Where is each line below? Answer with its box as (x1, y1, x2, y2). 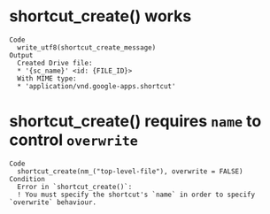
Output (9, 50, 34, 59)
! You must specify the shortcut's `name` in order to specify (17, 190, 255, 199)
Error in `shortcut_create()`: (17, 182, 133, 191)
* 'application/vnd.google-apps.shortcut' (17, 81, 176, 90)
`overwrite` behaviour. (9, 197, 97, 207)
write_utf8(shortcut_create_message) (17, 42, 157, 52)
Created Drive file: (17, 58, 93, 67)
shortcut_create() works (9, 6, 192, 27)
